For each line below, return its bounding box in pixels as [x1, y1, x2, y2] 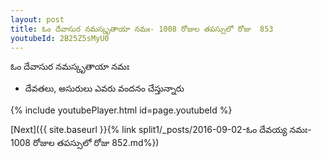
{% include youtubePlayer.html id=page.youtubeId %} [10, 104, 233, 116]
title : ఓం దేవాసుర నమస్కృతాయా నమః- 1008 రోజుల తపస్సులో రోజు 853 [10, 24, 274, 34]
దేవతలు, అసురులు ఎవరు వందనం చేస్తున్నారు [24, 82, 185, 95]
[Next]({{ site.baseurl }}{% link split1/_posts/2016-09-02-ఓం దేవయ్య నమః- [10, 124, 312, 136]
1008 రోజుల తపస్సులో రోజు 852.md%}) [10, 137, 160, 149]
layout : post [10, 14, 65, 25]
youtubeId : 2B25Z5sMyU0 [10, 33, 110, 43]
